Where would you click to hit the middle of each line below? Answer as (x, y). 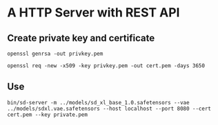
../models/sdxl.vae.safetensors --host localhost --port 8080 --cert (109, 109)
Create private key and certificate (81, 38)
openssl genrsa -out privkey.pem (55, 54)
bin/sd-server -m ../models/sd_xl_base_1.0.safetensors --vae (98, 102)
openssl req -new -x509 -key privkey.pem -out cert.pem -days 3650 (106, 66)
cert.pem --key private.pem (48, 115)
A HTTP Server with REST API (93, 13)
